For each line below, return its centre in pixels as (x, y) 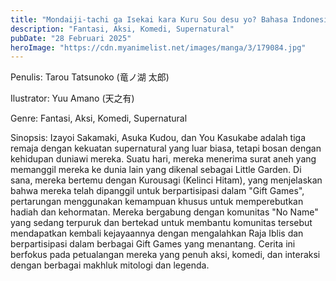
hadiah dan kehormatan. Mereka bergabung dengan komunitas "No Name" (164, 212)
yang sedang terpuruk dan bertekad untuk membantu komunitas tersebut (161, 223)
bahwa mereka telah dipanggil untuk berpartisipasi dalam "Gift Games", (157, 191)
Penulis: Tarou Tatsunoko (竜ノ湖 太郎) (90, 77)
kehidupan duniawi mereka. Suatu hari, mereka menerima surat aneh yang (163, 159)
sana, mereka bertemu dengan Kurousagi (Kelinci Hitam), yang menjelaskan (166, 180)
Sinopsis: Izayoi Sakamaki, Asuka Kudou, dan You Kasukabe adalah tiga (158, 138)
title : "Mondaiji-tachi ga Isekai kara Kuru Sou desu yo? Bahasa (149, 19)
